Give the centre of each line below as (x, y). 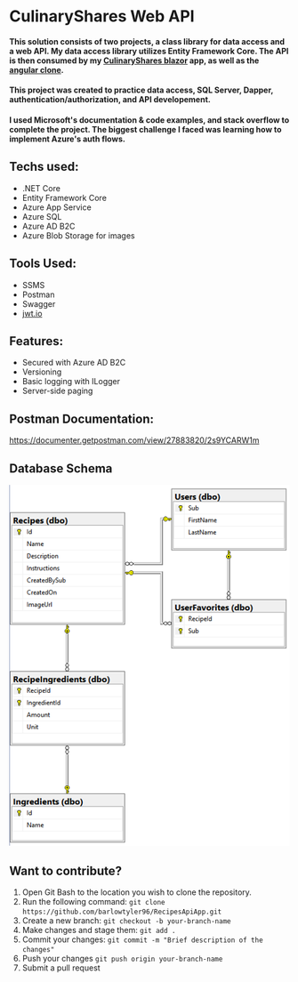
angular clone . (36, 69)
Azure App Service (56, 207)
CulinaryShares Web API (102, 16)
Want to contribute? (66, 870)
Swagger (39, 303)
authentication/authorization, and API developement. (110, 100)
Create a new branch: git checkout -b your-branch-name (126, 921)
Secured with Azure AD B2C (74, 363)
